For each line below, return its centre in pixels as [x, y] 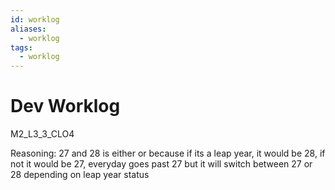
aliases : [28, 29]
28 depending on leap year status [80, 175]
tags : [21, 47]
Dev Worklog [65, 106]
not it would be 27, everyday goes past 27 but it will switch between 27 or [161, 164]
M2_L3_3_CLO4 [42, 134]
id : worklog [35, 19]
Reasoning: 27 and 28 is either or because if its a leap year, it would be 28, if [168, 153]
